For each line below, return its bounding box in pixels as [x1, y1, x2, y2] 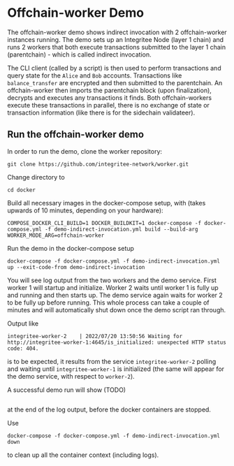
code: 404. [7, 344, 39, 352]
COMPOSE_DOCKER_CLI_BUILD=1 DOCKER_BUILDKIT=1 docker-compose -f [7, 219, 201, 226]
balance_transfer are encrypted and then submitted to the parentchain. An [7, 78, 223, 87]
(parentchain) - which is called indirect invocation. [7, 50, 152, 59]
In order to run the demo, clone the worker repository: [7, 147, 163, 155]
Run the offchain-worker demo [7, 129, 145, 140]
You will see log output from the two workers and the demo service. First [7, 276, 217, 284]
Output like [7, 319, 39, 328]
